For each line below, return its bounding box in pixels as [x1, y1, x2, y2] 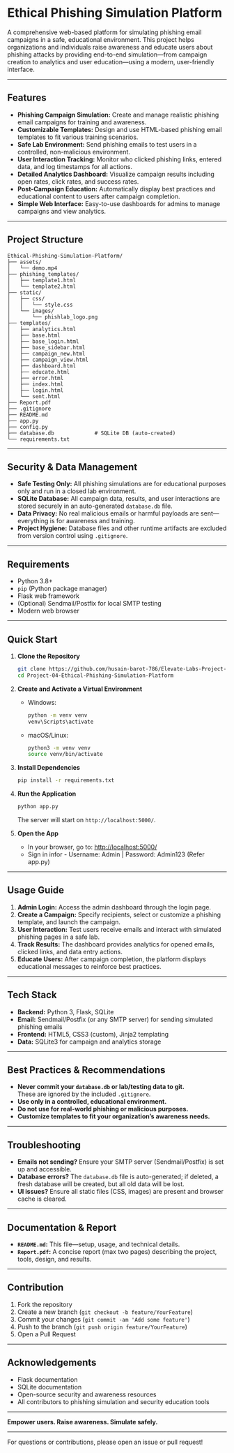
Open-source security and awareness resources [17, 1390, 157, 1399]
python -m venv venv [27, 711, 88, 719]
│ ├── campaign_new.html [7, 350, 86, 357]
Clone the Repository [17, 652, 80, 660]
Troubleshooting [7, 1139, 81, 1151]
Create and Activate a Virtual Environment [17, 685, 143, 693]
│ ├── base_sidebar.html [7, 344, 86, 351]
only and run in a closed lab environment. [17, 487, 136, 495]
